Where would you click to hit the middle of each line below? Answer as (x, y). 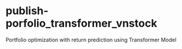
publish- (27, 11)
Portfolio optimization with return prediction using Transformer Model (91, 40)
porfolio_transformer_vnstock (81, 23)
